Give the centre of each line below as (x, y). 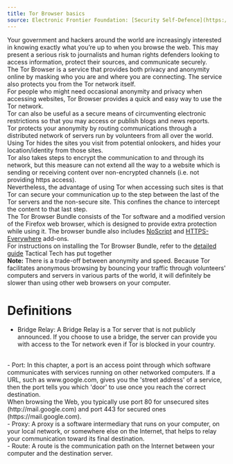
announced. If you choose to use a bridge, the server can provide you (117, 337)
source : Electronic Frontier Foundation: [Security (83, 20)
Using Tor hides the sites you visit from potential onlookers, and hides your (114, 143)
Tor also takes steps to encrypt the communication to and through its (106, 157)
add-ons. (56, 238)
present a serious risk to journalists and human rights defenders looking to (113, 54)
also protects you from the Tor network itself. (72, 84)
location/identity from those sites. (55, 150)
